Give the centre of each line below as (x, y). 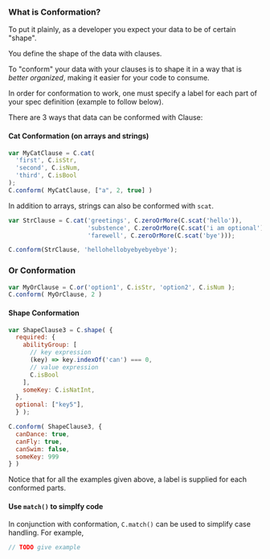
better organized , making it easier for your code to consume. (109, 78)
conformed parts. (37, 488)
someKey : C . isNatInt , (59, 390)
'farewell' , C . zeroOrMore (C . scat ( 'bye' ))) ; (161, 236)
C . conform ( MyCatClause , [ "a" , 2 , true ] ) (80, 190)
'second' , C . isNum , (48, 168)
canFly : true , (39, 442)
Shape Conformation (44, 313)
